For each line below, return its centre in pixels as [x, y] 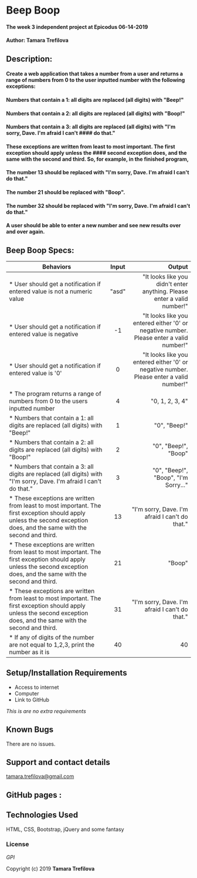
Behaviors [57, 267]
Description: [29, 59]
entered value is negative [44, 334]
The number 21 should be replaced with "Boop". [66, 192]
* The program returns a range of [55, 393]
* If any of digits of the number [52, 637]
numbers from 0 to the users [48, 401]
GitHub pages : [34, 795]
